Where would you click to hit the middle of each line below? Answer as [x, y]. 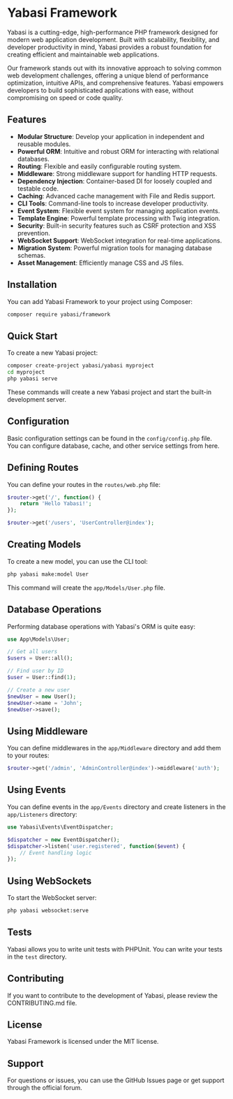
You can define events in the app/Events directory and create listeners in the [116, 807]
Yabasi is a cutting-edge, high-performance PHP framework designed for [113, 32]
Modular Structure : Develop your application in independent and [111, 136]
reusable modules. [44, 144]
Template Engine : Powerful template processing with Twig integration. [119, 218]
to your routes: [28, 755]
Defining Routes [43, 468]
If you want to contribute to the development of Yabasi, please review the [113, 995]
